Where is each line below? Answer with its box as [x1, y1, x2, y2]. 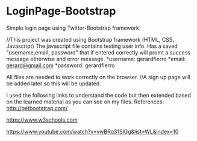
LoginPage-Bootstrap [6, 4, 116, 18]
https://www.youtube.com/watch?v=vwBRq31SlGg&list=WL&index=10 [6, 128, 179, 135]
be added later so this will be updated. [6, 80, 101, 87]
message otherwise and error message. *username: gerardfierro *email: [6, 55, 186, 62]
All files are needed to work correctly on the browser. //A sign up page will [6, 73, 191, 80]
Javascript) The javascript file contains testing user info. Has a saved [6, 42, 178, 50]
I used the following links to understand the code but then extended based [6, 91, 191, 99]
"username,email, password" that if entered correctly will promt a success [6, 48, 191, 56]
